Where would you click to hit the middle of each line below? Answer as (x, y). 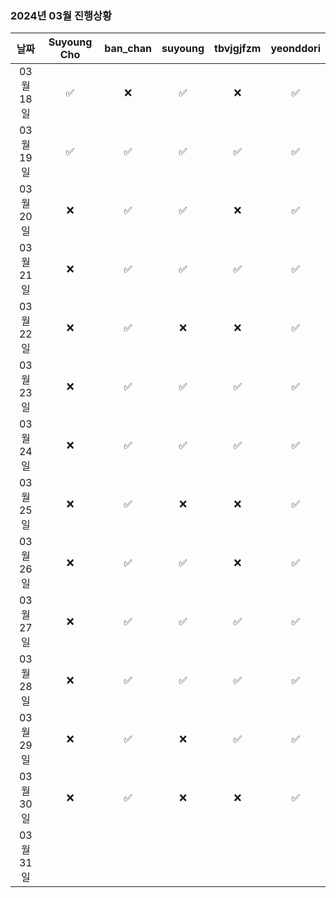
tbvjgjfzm (238, 49)
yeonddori (295, 49)
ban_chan (128, 49)
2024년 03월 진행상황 (61, 15)
